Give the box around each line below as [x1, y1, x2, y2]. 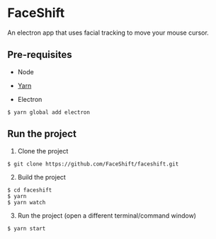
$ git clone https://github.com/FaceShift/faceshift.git [7, 161, 179, 168]
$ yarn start [7, 225, 46, 232]
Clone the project [17, 146, 69, 155]
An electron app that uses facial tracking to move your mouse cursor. [7, 28, 209, 37]
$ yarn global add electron [7, 108, 91, 116]
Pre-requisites [7, 49, 72, 61]
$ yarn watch [7, 199, 46, 206]
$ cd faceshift [7, 186, 52, 194]
